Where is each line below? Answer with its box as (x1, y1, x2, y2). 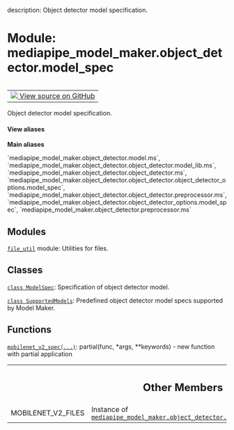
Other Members (142, 381, 224, 395)
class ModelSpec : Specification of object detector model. (7, 282, 170, 291)
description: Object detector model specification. (7, 6, 148, 14)
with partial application (7, 349, 73, 358)
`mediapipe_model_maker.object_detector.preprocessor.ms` (19, 205, 192, 214)
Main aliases (7, 141, 45, 149)
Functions (7, 324, 52, 336)
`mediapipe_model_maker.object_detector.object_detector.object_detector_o (7, 176, 226, 184)
